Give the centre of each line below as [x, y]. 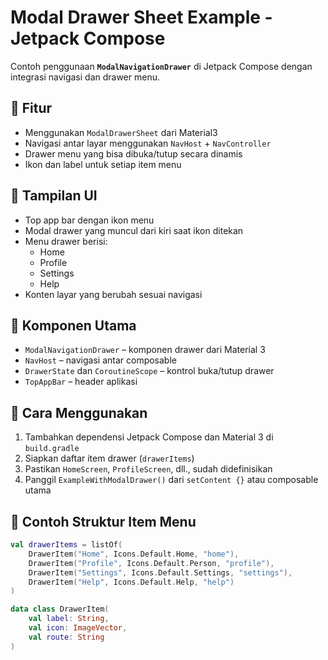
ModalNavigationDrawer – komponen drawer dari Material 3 [145, 350]
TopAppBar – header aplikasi [81, 382]
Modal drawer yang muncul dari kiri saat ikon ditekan [134, 230]
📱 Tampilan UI [54, 196]
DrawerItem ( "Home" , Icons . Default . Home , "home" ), [134, 554]
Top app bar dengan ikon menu [89, 220]
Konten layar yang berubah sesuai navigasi [113, 294]
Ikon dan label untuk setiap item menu [103, 164]
